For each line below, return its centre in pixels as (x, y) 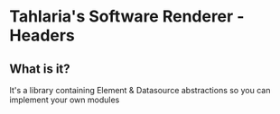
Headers (42, 35)
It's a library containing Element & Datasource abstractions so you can (140, 90)
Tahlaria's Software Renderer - (127, 17)
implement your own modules (65, 100)
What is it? (40, 69)
